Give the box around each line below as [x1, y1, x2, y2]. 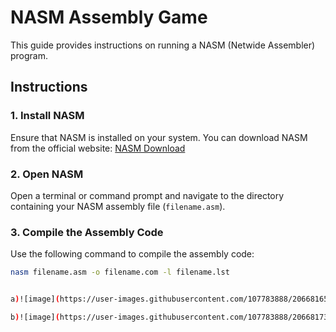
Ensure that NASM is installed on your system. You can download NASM [10, 131, 308, 143]
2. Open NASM [10, 167, 84, 181]
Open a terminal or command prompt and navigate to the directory [10, 189, 285, 201]
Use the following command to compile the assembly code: [10, 248, 255, 260]
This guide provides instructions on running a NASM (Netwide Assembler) [10, 39, 316, 51]
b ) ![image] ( [10, 312, 60, 322]
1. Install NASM [10, 109, 85, 123]
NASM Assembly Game [10, 6, 208, 29]
